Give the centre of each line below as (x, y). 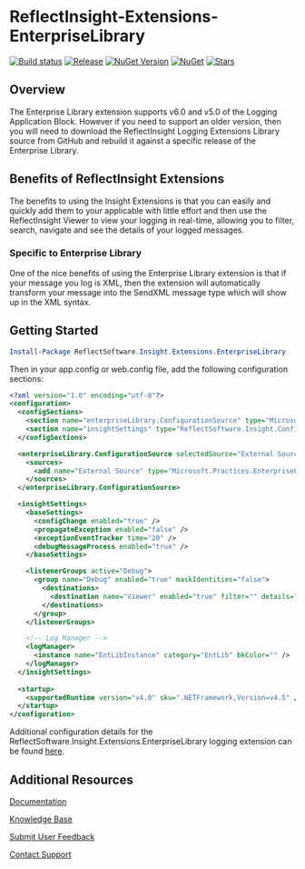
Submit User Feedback (52, 836)
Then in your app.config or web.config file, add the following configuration (149, 369)
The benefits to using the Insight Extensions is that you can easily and (140, 201)
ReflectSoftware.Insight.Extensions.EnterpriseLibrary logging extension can (151, 742)
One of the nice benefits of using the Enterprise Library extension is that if (148, 273)
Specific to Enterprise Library (76, 254)
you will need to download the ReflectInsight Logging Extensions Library (144, 131)
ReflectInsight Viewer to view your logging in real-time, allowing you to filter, (152, 220)
